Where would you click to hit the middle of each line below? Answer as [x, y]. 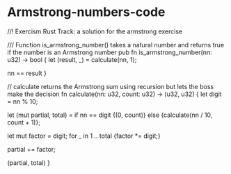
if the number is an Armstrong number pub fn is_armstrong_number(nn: [110, 52]
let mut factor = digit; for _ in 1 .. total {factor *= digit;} [84, 136]
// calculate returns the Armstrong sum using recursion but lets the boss [111, 86]
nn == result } [27, 73]
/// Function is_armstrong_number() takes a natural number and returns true [116, 45]
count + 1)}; [24, 122]
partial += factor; [31, 149]
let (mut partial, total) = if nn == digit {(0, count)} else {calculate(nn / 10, [110, 115]
